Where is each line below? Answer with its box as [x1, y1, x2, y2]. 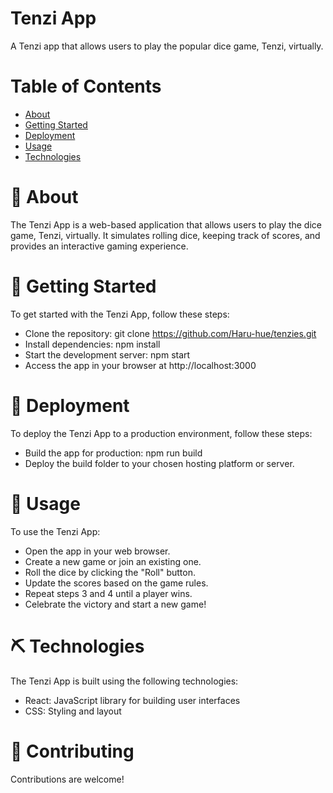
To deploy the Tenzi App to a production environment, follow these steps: [10, 427, 313, 439]
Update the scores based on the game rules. [24, 577, 209, 589]
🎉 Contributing [10, 740, 135, 762]
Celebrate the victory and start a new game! [24, 598, 207, 610]
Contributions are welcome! [10, 773, 125, 785]
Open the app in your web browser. [24, 545, 171, 557]
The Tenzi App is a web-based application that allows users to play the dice [10, 218, 322, 231]
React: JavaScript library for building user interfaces [24, 694, 241, 706]
